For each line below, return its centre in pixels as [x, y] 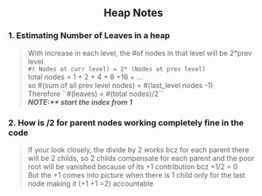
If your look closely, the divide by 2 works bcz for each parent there [139, 149]
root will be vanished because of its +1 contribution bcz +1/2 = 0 [133, 167]
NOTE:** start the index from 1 [80, 102]
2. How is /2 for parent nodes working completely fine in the [126, 122]
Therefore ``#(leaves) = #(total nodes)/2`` [95, 94]
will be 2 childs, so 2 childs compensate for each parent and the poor [141, 158]
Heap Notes [133, 13]
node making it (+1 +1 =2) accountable [91, 183]
